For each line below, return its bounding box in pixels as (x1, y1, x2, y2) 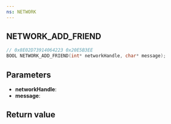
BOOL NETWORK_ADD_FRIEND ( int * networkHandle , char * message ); (6, 53, 166, 59)
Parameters (6, 70, 51, 80)
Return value (6, 109, 56, 120)
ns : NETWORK (6, 8, 36, 15)
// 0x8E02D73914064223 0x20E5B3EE (6, 47, 94, 53)
